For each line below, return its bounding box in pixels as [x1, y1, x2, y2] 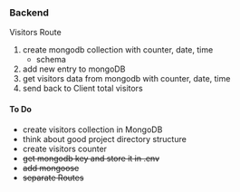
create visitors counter [22, 143, 107, 154]
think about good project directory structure [22, 133, 187, 144]
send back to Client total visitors [22, 83, 143, 94]
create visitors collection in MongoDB [22, 124, 163, 135]
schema [35, 54, 66, 65]
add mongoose [22, 162, 80, 173]
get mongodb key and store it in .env [22, 152, 160, 164]
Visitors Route [9, 27, 62, 38]
